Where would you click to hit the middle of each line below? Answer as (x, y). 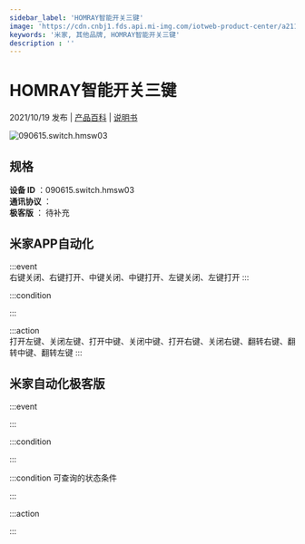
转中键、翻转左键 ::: (46, 352)
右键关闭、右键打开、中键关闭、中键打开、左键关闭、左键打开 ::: (129, 277)
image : (22, 26)
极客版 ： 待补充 (39, 213)
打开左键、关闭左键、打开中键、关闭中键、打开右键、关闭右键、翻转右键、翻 (152, 341)
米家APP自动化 (51, 244)
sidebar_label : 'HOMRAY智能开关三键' (77, 18)
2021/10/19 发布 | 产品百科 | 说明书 (74, 118)
